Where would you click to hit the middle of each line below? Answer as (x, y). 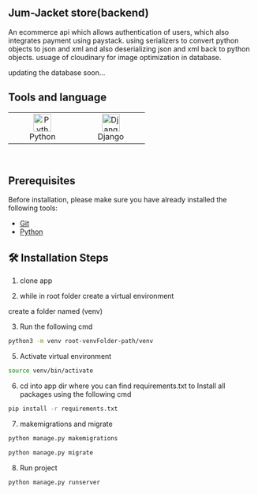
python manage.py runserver (54, 482)
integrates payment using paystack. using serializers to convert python (123, 40)
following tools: (33, 208)
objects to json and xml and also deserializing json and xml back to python (129, 49)
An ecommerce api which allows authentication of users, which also (119, 32)
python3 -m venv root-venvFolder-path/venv (81, 341)
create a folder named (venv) (56, 311)
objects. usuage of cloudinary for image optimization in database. (115, 57)
